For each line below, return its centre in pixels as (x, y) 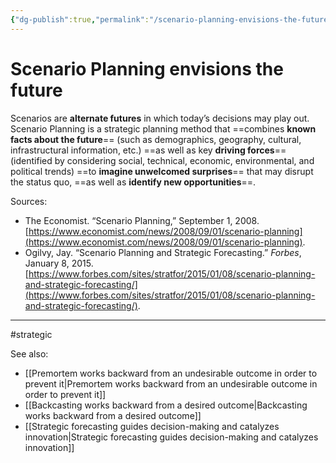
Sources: (29, 201)
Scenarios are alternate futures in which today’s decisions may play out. (160, 118)
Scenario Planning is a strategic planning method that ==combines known (163, 128)
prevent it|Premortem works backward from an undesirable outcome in (171, 383)
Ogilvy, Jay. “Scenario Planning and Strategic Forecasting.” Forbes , (163, 252)
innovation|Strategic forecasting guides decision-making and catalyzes (171, 437)
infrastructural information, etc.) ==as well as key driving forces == (148, 150)
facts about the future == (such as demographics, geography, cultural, (156, 139)
